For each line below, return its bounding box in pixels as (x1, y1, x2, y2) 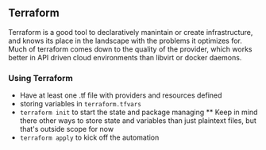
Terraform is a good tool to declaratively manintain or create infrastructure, (8, 27, 253, 37)
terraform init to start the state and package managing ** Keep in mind (19, 107, 258, 117)
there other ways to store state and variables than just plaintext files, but (19, 116, 256, 125)
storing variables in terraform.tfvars (19, 99, 141, 109)
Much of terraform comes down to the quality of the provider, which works (8, 44, 253, 54)
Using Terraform (8, 72, 73, 83)
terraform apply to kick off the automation (19, 133, 160, 142)
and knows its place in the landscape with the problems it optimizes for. (8, 36, 242, 45)
